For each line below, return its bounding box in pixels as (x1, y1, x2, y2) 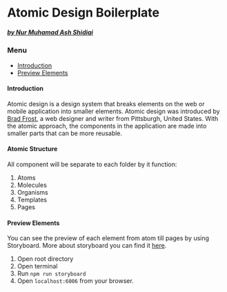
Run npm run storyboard (17, 269, 86, 278)
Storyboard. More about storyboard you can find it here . (7, 242, 167, 250)
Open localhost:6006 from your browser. (17, 277, 135, 285)
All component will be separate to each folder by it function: (7, 160, 177, 168)
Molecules (17, 181, 47, 189)
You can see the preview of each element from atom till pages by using (7, 234, 209, 242)
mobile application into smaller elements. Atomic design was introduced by (7, 107, 220, 115)
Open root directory (17, 255, 74, 263)
